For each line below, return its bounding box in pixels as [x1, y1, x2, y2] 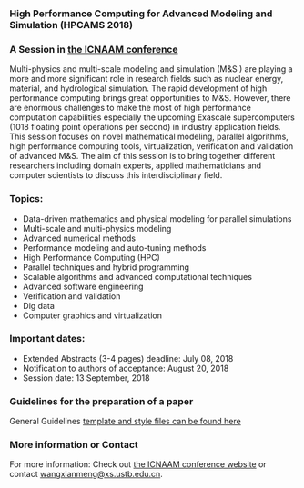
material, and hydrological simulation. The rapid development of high [9, 83, 268, 94]
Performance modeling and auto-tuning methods [22, 242, 207, 253]
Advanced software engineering [22, 281, 144, 292]
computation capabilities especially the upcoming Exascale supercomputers [9, 112, 296, 123]
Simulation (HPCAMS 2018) [9, 18, 134, 31]
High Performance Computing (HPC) [22, 252, 161, 263]
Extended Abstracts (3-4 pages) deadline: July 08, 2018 [22, 353, 234, 364]
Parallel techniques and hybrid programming [22, 262, 189, 273]
